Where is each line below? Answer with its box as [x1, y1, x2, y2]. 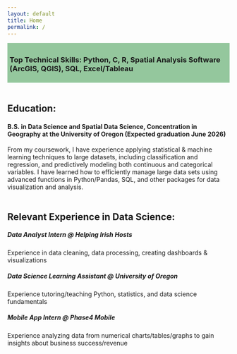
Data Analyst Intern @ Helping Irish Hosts [7, 231, 133, 239]
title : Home [7, 17, 42, 24]
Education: [7, 103, 56, 115]
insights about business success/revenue [7, 338, 128, 347]
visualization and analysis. [7, 183, 83, 191]
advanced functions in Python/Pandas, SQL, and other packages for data [7, 176, 220, 184]
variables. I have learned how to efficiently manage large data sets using [7, 168, 218, 176]
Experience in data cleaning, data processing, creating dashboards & [7, 248, 208, 257]
